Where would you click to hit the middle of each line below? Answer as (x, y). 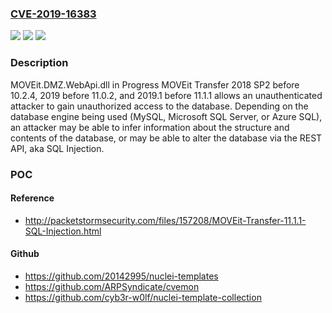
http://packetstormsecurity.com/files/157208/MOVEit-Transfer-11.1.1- (165, 220)
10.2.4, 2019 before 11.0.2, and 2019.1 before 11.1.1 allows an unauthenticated (166, 95)
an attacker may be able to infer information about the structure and (150, 127)
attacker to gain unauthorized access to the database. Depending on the (159, 106)
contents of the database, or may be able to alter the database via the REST (166, 138)
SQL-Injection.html (63, 231)
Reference (32, 198)
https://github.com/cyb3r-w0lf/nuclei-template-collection (143, 297)
